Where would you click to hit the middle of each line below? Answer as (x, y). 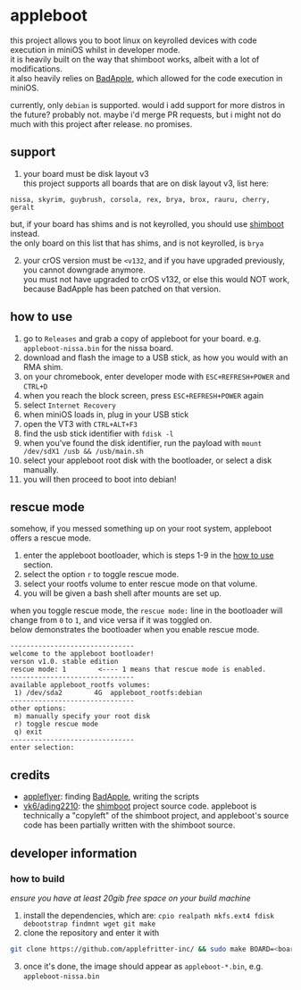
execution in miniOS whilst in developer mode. (96, 49)
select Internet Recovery (70, 405)
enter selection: (42, 748)
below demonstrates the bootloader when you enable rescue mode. (135, 630)
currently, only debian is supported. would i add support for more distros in (147, 105)
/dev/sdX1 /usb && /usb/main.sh (83, 451)
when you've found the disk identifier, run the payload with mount (142, 442)
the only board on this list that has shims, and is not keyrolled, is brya (137, 243)
